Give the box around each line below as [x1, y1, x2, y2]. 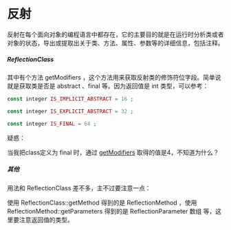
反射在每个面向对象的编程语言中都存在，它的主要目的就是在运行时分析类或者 [7, 30, 224, 38]
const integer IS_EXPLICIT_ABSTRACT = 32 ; [7, 108, 134, 115]
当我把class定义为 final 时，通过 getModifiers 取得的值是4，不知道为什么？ [7, 148, 219, 157]
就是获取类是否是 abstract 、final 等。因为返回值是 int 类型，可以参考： [7, 82, 209, 90]
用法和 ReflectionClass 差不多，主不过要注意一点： [7, 183, 151, 192]
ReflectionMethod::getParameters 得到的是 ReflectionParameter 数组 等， [7, 207, 216, 215]
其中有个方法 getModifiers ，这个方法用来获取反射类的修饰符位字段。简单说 [7, 73, 221, 81]
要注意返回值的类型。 [12, 216, 74, 224]
